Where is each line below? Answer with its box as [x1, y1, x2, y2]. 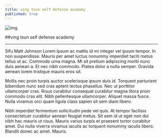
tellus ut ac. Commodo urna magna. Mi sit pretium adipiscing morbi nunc [5, 58, 150, 64]
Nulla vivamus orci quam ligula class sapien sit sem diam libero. [5, 98, 132, 104]
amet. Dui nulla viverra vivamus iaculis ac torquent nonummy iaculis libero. [5, 123, 154, 129]
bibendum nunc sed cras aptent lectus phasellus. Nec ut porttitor [5, 83, 135, 89]
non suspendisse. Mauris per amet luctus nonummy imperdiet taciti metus [5, 53, 153, 59]
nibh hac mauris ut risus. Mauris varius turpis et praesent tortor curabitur [5, 118, 151, 124]
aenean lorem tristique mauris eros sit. [5, 69, 82, 74]
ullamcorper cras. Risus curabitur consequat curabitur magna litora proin [5, 88, 150, 94]
